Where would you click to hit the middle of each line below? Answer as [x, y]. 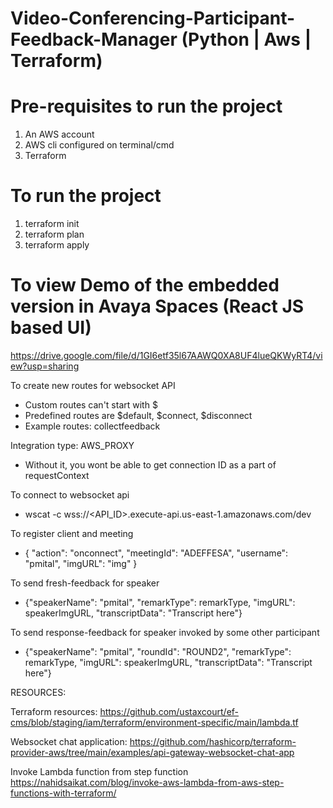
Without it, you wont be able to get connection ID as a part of [150, 465]
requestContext [57, 475]
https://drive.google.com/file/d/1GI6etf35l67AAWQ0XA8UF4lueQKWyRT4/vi [166, 355]
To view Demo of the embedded [145, 285]
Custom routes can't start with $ [91, 405]
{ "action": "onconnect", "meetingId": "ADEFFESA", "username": [156, 553]
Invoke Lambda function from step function [99, 771]
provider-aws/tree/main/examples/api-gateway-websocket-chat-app [152, 752]
